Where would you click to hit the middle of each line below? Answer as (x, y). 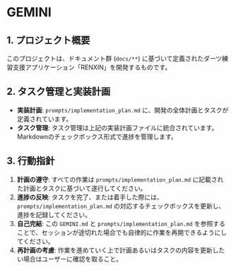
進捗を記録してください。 (54, 215)
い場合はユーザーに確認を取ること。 (70, 259)
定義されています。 (44, 119)
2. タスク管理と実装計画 (59, 92)
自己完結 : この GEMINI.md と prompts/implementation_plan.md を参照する (121, 223)
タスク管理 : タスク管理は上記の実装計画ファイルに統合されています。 (117, 127)
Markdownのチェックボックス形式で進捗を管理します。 (97, 136)
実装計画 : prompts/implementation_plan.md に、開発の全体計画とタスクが (123, 110)
